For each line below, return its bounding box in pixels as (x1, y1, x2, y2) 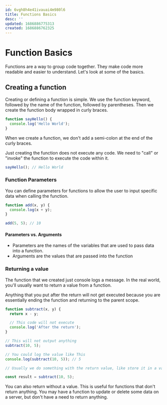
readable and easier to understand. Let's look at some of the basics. (5, 69, 145, 75)
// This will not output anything (5, 338, 77, 343)
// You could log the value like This (5, 352, 85, 357)
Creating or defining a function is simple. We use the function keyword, (5, 96, 151, 102)
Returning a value (5, 265, 49, 272)
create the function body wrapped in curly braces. (5, 107, 108, 113)
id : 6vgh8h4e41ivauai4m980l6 (5, 7, 66, 12)
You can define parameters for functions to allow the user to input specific (5, 187, 158, 194)
